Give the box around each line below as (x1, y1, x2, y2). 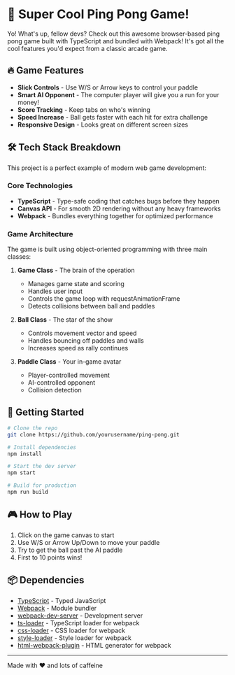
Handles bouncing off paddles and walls (27, 336, 145, 345)
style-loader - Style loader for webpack (17, 633, 131, 642)
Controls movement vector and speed (27, 329, 137, 338)
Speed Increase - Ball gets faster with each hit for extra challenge (17, 113, 208, 121)
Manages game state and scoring (27, 280, 124, 288)
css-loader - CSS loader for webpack (17, 626, 126, 634)
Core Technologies (7, 181, 73, 191)
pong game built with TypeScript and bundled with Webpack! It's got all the (7, 36, 225, 45)
